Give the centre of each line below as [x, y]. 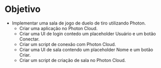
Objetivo [23, 9]
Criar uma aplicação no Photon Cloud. [58, 28]
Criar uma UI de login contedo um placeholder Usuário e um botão [87, 33]
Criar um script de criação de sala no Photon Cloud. [73, 60]
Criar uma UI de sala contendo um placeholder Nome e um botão [86, 49]
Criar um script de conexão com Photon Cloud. [68, 44]
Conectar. [29, 39]
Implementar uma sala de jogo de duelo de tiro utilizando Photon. [79, 23]
